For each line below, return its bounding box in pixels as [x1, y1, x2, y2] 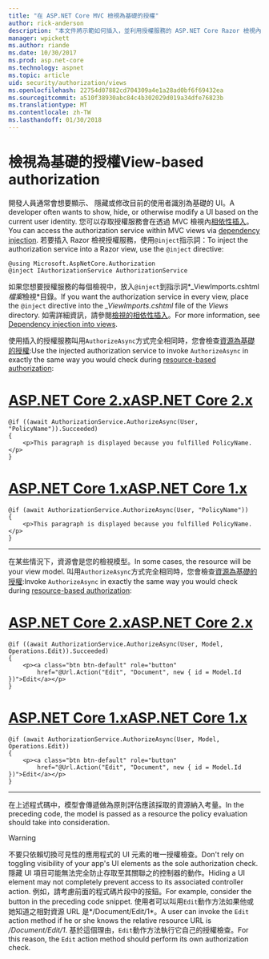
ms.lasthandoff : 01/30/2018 [8, 116, 102, 124]
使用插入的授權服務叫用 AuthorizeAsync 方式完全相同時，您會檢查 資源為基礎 [8, 336, 255, 345]
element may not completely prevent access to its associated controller [8, 876, 244, 886]
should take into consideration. [8, 817, 110, 827]
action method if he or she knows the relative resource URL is [8, 915, 212, 925]
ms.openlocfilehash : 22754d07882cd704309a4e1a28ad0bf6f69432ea [8, 86, 224, 95]
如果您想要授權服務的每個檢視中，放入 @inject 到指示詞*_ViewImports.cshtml [8, 281, 260, 291]
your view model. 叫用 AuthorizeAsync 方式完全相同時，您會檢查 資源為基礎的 [8, 566, 258, 576]
